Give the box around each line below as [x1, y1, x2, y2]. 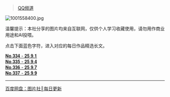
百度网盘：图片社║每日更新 [5, 86, 62, 91]
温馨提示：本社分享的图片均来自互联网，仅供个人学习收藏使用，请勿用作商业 [5, 25, 165, 31]
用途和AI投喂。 [5, 32, 36, 38]
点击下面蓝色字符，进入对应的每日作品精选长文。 [5, 43, 107, 49]
